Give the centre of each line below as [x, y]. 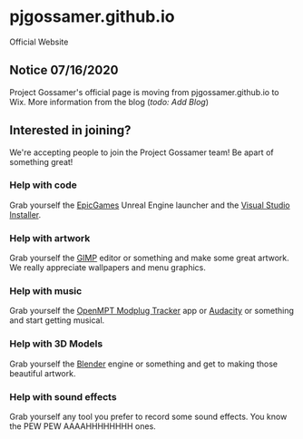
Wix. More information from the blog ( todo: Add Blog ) [109, 102]
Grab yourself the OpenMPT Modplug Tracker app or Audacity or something [152, 311]
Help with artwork [50, 238]
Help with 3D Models [56, 344]
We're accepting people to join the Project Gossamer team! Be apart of [142, 152]
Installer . [25, 214]
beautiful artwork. [43, 373]
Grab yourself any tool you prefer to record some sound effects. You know [148, 417]
